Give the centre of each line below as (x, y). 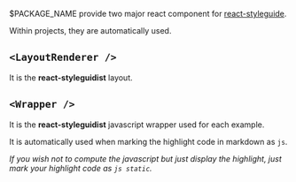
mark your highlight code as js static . (81, 168)
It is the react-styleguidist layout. (71, 77)
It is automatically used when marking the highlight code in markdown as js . (148, 141)
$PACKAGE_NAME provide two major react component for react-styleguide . (148, 14)
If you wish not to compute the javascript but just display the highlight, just (145, 158)
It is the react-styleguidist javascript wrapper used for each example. (137, 125)
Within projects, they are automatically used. (90, 30)
